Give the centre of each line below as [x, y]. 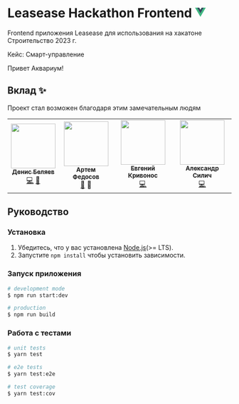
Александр [202, 168]
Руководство [38, 212]
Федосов [86, 177]
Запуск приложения [44, 274]
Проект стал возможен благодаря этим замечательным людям [104, 108]
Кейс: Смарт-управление [46, 54]
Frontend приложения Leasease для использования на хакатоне [105, 33]
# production [27, 308]
